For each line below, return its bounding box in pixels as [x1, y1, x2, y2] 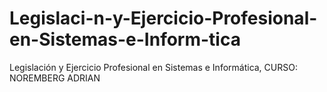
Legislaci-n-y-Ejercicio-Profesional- [9, 7, 318, 30]
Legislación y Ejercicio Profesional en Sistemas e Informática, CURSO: [9, 61, 298, 73]
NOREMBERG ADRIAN [9, 72, 101, 84]
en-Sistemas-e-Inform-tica [9, 28, 241, 51]
